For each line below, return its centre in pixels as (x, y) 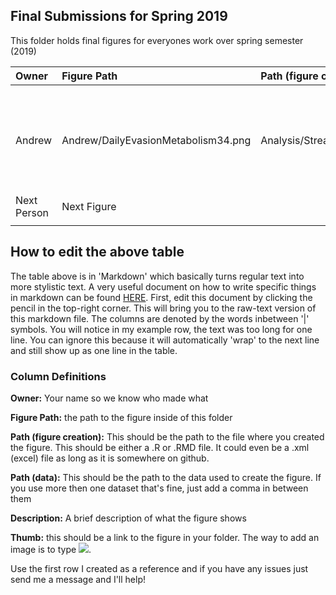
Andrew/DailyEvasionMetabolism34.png (156, 140)
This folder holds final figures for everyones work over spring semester (157, 40)
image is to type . (51, 549)
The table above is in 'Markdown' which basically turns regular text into (157, 276)
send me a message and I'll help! (78, 579)
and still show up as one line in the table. (94, 350)
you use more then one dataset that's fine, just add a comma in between (159, 488)
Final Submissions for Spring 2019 (119, 16)
